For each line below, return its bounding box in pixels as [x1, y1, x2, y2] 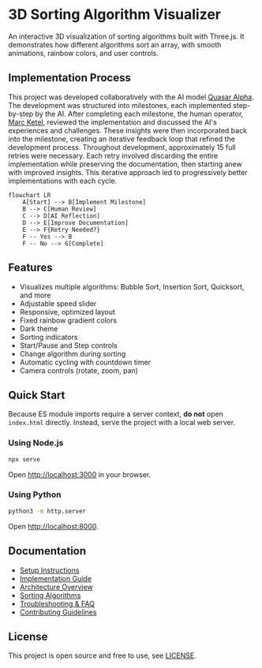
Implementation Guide [19, 573, 92, 583]
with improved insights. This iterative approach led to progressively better [8, 167, 248, 177]
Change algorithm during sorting [19, 349, 126, 358]
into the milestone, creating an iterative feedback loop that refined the [8, 134, 235, 144]
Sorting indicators [19, 332, 78, 341]
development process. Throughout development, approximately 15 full [8, 142, 236, 151]
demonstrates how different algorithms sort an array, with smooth [8, 39, 222, 49]
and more [19, 290, 51, 300]
